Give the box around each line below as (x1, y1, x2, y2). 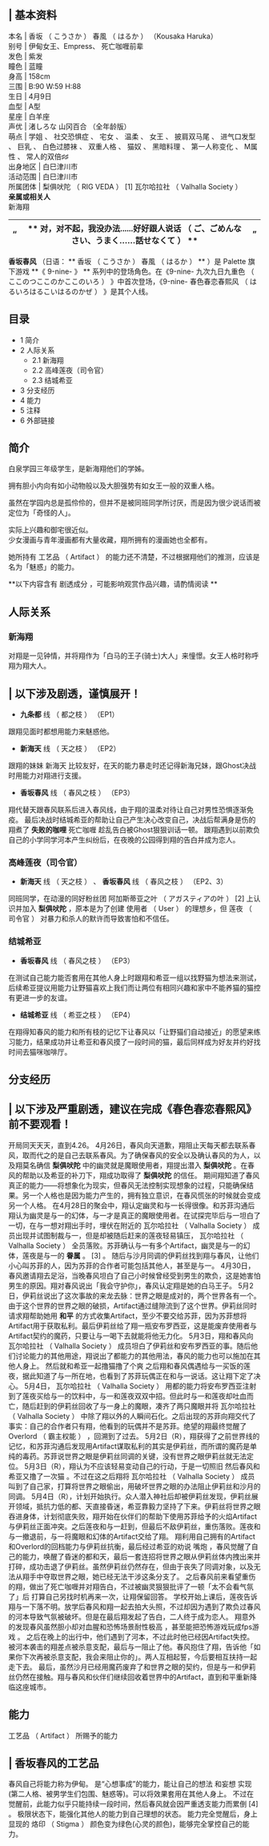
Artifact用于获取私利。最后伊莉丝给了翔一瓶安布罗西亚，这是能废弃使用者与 (8, 1320, 258, 1331)
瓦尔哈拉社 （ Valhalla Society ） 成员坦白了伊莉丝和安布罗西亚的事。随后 (8, 1340, 251, 1351)
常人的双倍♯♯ (26, 152, 69, 161)
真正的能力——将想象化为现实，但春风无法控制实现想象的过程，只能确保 (8, 1180, 247, 1190)
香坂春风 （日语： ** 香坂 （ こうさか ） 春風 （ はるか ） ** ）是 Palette (8, 256, 247, 266)
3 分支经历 (19, 385, 55, 395)
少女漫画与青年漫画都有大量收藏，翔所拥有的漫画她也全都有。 (8, 535, 212, 545)
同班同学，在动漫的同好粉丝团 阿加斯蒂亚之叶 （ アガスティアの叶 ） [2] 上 (8, 894, 254, 904)
